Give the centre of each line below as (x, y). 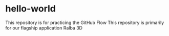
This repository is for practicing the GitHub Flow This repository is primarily (85, 22)
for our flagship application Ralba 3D (44, 27)
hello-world (31, 9)
